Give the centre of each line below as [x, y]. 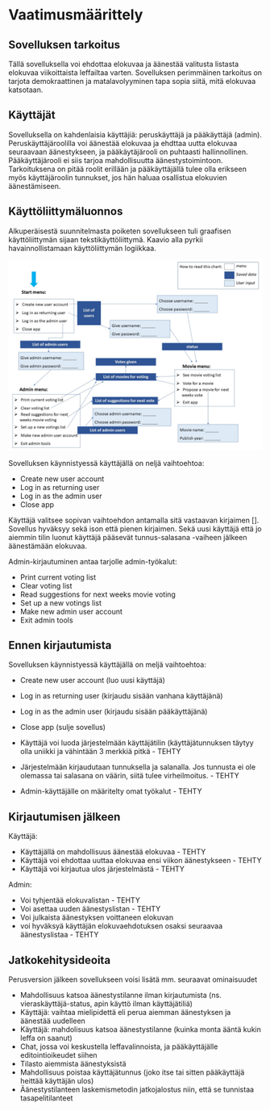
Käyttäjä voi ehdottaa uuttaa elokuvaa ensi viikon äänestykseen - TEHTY [141, 861]
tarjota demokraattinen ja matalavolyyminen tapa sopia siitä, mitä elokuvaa [132, 81]
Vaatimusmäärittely [76, 15]
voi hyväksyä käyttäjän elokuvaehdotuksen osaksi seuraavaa [121, 926]
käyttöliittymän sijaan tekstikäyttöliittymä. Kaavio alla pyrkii [106, 239]
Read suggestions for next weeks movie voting [98, 594]
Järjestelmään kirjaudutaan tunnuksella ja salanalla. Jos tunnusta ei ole [138, 767]
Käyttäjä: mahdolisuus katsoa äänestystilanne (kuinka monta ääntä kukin [141, 1029]
